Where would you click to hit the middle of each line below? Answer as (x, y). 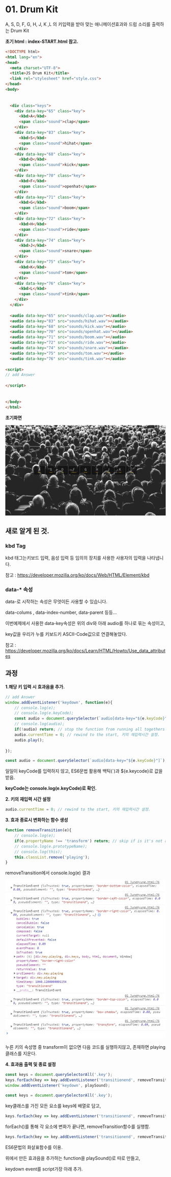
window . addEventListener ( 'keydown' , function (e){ (59, 702)
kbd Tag (16, 546)
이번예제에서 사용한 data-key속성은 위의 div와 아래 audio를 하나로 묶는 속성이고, (85, 623)
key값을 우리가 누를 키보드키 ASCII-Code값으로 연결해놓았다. (66, 634)
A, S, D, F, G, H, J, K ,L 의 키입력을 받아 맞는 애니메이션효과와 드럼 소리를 (78, 24)
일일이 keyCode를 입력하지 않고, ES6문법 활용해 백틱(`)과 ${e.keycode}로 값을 (84, 771)
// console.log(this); (38, 852)
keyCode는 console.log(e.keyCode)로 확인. (51, 788)
